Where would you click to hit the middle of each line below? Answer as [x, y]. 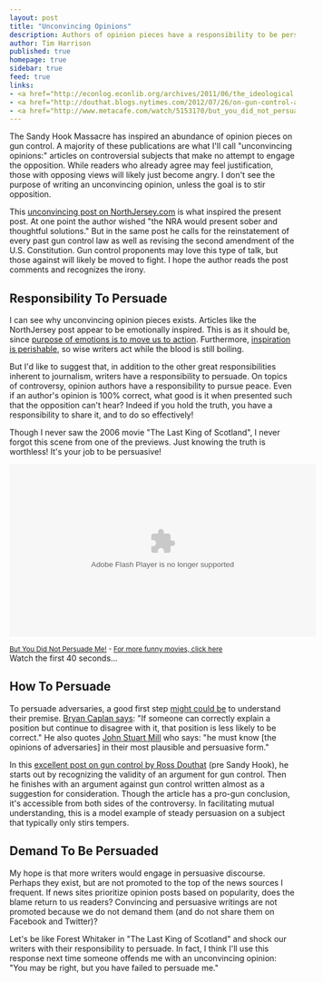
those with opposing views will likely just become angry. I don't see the [142, 175]
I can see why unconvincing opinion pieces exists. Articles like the [133, 320]
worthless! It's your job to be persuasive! [85, 452]
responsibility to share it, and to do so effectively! [102, 415]
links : [22, 85]
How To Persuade [60, 687]
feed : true [30, 77]
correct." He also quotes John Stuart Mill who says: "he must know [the [143, 737]
